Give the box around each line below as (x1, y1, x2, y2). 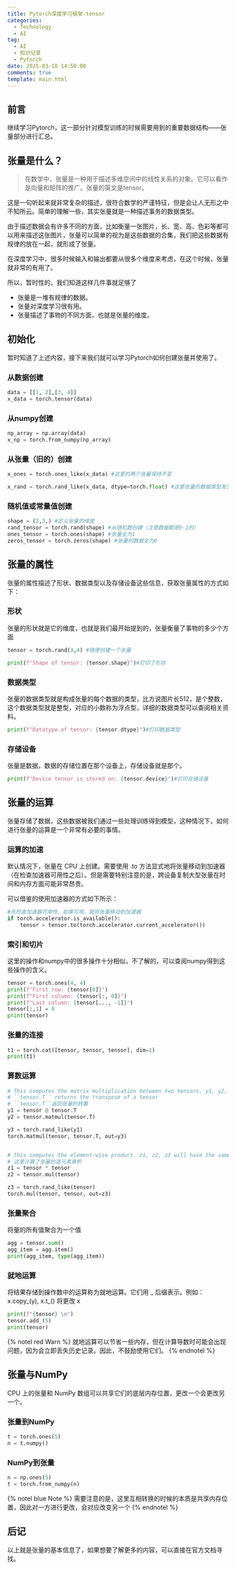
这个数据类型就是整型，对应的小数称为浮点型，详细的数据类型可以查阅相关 (7, 703, 223, 712)
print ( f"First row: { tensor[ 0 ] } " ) (7, 986, 109, 993)
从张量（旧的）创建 (7, 454, 72, 464)
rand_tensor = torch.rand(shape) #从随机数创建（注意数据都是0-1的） (7, 524, 199, 531)
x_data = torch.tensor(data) (7, 395, 93, 403)
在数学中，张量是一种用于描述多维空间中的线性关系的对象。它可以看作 (24, 175, 228, 183)
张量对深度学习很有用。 (17, 302, 86, 310)
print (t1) (7, 1053, 37, 1060)
